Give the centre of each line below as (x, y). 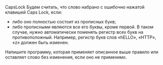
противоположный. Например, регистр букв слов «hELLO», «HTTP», (84, 37)
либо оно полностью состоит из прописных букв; (64, 22)
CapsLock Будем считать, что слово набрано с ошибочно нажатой (75, 7)
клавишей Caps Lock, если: (34, 12)
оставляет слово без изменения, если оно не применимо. (66, 57)
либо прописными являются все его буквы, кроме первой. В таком (83, 27)
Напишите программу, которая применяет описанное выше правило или (82, 52)
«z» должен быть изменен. (40, 43)
